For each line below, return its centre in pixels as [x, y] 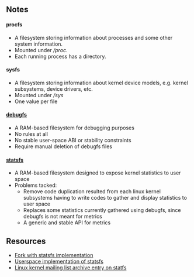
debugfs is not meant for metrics [63, 217]
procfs [14, 24]
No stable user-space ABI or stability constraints [73, 140]
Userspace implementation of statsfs [59, 261]
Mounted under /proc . [41, 50]
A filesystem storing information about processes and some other [93, 37]
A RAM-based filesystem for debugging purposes [74, 128]
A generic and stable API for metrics [67, 223]
